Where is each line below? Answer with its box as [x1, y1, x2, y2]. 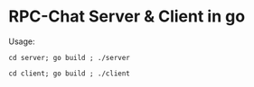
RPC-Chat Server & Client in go [8, 6, 246, 27]
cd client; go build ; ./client [8, 69, 130, 78]
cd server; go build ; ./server [8, 53, 130, 62]
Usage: [8, 36, 35, 47]
